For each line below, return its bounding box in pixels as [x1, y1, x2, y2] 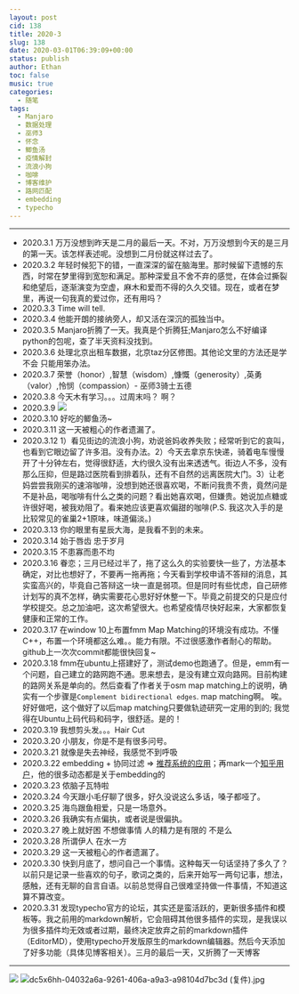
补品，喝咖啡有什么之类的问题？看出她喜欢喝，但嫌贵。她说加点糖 [37, 490, 280, 501]
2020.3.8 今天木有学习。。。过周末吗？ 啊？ [21, 391, 177, 401]
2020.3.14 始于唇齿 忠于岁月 [21, 535, 125, 545]
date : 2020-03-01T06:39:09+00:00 [9, 46, 133, 55]
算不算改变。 [21, 891, 69, 901]
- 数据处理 [17, 121, 53, 130]
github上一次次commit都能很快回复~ [21, 646, 157, 657]
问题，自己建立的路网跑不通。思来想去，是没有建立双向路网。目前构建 [29, 668, 287, 679]
